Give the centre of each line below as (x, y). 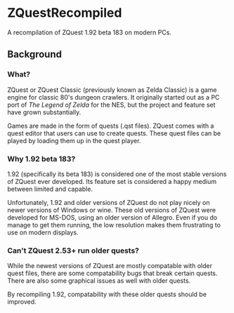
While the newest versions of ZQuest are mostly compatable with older (110, 266)
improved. (22, 302)
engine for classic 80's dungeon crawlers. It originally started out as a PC (113, 97)
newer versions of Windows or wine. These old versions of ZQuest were (112, 210)
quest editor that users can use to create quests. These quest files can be (114, 133)
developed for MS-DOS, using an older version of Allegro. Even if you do (112, 217)
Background (34, 54)
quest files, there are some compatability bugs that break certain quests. (112, 273)
